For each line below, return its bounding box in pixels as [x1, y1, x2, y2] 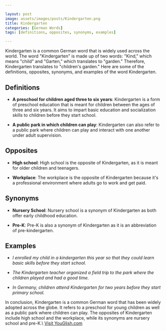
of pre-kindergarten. [12, 227, 54, 233]
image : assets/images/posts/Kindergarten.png [5, 16, 100, 21]
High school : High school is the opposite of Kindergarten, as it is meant [12, 159, 158, 166]
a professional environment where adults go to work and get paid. [12, 180, 147, 186]
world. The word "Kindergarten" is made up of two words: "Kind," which [5, 53, 152, 59]
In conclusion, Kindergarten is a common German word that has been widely [5, 299, 161, 305]
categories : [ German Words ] [5, 25, 63, 30]
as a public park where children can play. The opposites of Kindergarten [5, 310, 152, 316]
